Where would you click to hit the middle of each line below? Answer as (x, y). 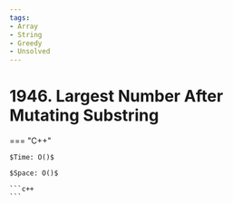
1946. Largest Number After (116, 97)
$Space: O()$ (34, 173)
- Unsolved (30, 52)
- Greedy (26, 43)
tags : (19, 18)
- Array (24, 26)
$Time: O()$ (32, 158)
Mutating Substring (84, 116)
